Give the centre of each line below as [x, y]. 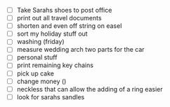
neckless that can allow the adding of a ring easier [90, 89]
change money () [41, 81]
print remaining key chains [55, 65]
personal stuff [37, 57]
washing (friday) [40, 42]
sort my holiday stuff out [52, 34]
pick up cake [35, 73]
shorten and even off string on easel [69, 26]
